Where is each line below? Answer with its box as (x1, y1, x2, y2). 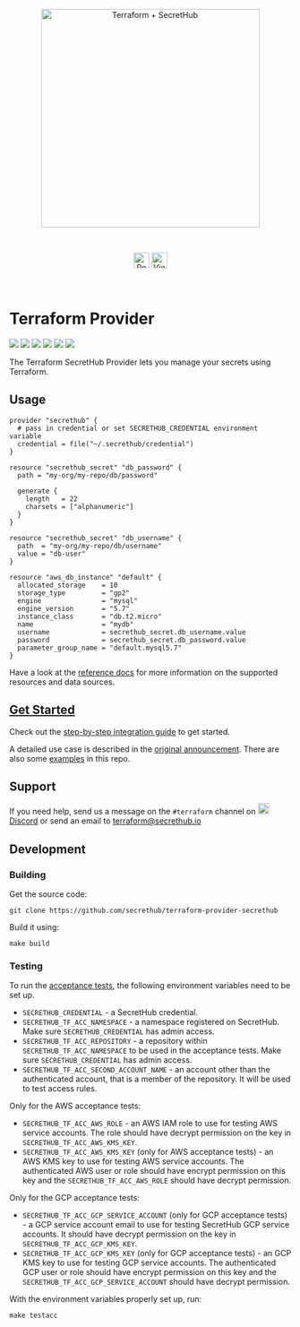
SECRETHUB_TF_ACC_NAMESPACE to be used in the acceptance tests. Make (21, 1045, 282, 1056)
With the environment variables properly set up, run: (9, 1294, 202, 1305)
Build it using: (9, 922, 60, 933)
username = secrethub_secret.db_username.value (17, 627, 246, 636)
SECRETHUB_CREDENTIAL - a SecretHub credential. (21, 1007, 199, 1018)
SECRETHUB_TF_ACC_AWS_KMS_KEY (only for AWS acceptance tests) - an (21, 1147, 274, 1158)
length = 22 (25, 494, 78, 504)
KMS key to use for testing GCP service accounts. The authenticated (21, 1257, 277, 1268)
